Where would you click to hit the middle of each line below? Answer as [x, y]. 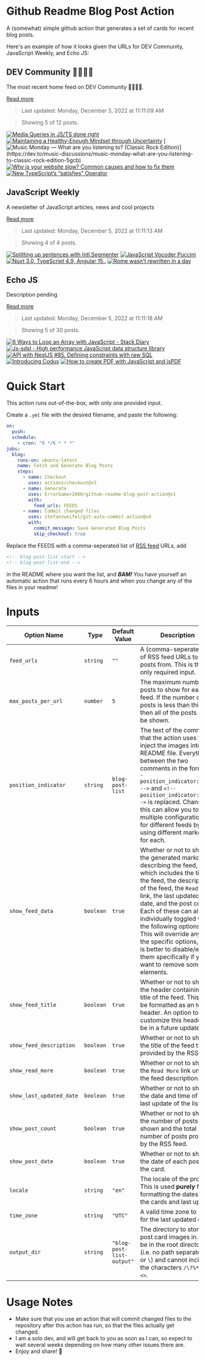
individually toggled [168, 918]
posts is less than [165, 705]
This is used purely [167, 1186]
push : [19, 432]
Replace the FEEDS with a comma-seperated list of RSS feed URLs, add [96, 545]
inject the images [164, 745]
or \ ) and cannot [164, 1260]
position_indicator [38, 785]
